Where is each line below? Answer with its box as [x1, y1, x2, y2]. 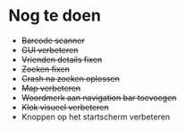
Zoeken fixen [21, 64, 71, 74]
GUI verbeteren [21, 44, 79, 55]
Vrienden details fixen [21, 54, 103, 65]
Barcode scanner [21, 35, 86, 46]
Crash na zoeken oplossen [21, 73, 120, 83]
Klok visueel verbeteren [21, 101, 109, 112]
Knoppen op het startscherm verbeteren [21, 111, 171, 122]
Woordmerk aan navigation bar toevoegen [21, 92, 177, 103]
